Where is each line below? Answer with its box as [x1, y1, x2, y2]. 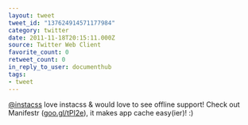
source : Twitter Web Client [8, 41, 102, 49]
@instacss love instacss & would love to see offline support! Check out [8, 100, 240, 109]
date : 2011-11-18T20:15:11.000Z [8, 33, 115, 42]
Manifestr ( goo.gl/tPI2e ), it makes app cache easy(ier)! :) [8, 108, 194, 117]
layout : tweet [8, 11, 56, 20]
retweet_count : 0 [8, 56, 66, 64]
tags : [8, 70, 26, 78]
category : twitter [8, 26, 69, 34]
